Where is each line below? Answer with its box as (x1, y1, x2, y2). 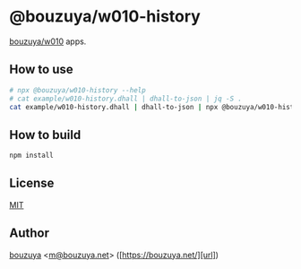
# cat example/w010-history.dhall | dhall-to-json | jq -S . (9, 94, 243, 103)
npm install (9, 151, 54, 161)
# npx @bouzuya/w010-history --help (9, 85, 146, 95)
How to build (9, 127, 82, 143)
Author (9, 226, 49, 241)
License (9, 176, 55, 191)
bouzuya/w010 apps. (9, 36, 87, 47)
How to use (9, 62, 73, 77)
